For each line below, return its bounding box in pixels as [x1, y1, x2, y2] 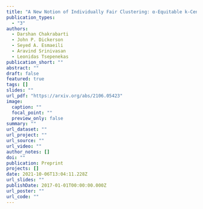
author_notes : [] [6, 149, 50, 155]
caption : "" [11, 104, 42, 110]
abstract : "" [6, 64, 39, 71]
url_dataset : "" [6, 126, 47, 133]
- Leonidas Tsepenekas [11, 54, 69, 60]
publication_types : [6, 14, 56, 20]
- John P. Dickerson [11, 37, 63, 43]
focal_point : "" [11, 110, 53, 116]
